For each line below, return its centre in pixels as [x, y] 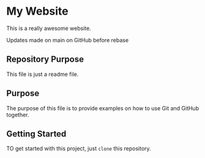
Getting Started [36, 134]
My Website [37, 11]
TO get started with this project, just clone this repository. [79, 149]
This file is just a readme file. [43, 74]
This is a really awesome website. [49, 28]
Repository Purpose [45, 59]
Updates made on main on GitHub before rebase [68, 40]
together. [18, 115]
